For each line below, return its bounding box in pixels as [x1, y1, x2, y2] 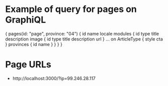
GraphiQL [5, 14, 46, 25]
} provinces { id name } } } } [5, 41, 63, 47]
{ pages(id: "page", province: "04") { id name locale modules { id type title [5, 30, 159, 36]
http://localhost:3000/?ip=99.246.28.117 [12, 75, 96, 81]
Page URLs [5, 59, 51, 70]
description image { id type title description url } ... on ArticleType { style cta [5, 36, 163, 42]
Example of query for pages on [5, 3, 137, 15]
